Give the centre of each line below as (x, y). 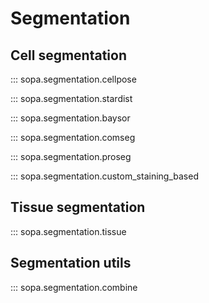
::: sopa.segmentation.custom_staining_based (104, 176)
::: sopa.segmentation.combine (74, 287)
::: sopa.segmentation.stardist (71, 98)
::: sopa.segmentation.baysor (70, 118)
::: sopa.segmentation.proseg (71, 156)
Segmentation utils (71, 263)
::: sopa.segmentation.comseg (73, 137)
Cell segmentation (69, 55)
